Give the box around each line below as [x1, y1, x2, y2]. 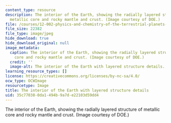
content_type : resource [5, 7, 56, 13]
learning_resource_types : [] [5, 69, 67, 74]
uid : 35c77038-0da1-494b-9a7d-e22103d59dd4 [5, 93, 99, 98]
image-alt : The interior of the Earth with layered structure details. [10, 64, 165, 69]
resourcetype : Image [5, 83, 49, 88]
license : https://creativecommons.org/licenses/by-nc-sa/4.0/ [5, 74, 140, 79]
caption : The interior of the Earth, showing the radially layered [10, 50, 156, 55]
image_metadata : [5, 45, 40, 50]
